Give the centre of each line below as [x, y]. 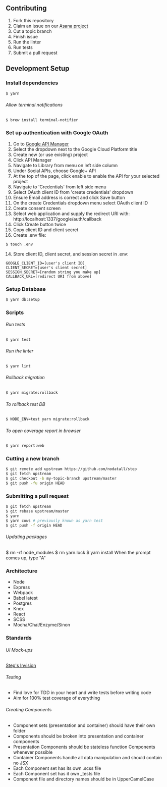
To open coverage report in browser [43, 431]
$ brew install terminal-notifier [42, 120]
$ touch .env [19, 244]
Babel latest [25, 598]
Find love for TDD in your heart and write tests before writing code [82, 693]
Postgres [22, 603]
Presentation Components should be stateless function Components [84, 747]
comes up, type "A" [26, 558]
